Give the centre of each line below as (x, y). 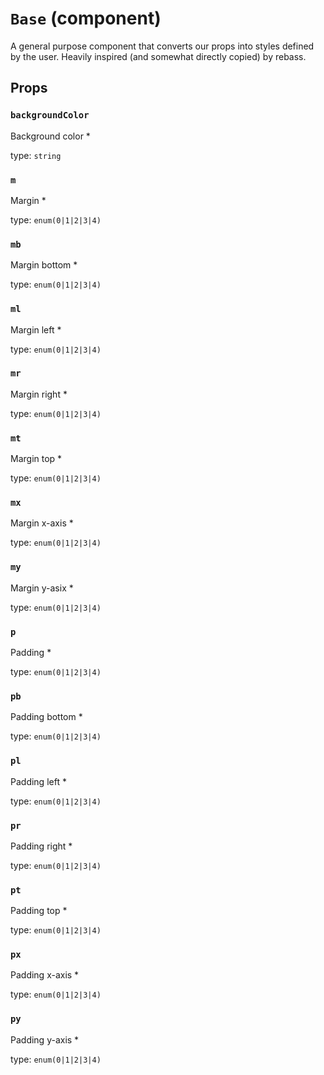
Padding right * (41, 846)
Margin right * (39, 394)
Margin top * (36, 459)
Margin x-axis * (42, 523)
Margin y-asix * (42, 588)
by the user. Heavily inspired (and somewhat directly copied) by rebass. (158, 56)
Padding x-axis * (45, 975)
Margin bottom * (44, 265)
